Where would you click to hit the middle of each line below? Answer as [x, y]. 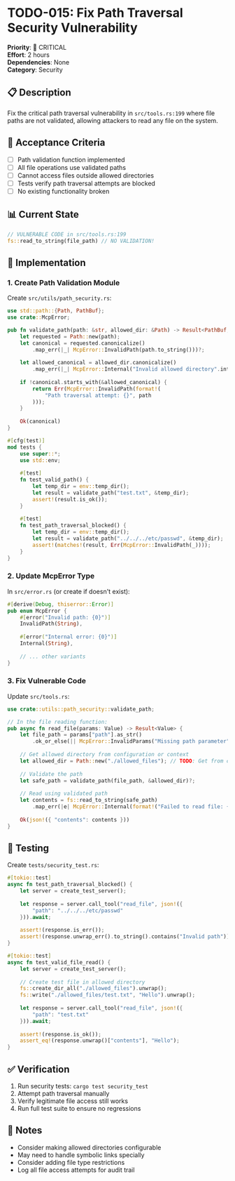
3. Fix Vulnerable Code [47, 681]
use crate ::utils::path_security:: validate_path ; [81, 709]
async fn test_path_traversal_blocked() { [70, 885]
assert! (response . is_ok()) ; [60, 1034]
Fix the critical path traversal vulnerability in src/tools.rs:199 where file [111, 113]
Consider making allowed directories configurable [89, 1147]
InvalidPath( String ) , [51, 624]
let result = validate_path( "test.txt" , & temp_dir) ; [111, 493]
